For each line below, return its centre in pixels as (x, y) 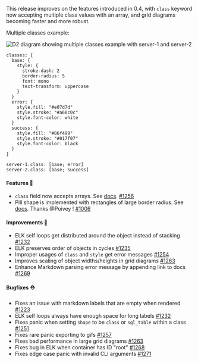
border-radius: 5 (43, 76)
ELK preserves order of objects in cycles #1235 (73, 248)
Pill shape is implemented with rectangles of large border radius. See (99, 202)
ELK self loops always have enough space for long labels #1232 (93, 315)
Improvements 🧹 (27, 222)
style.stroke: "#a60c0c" (48, 112)
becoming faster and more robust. (48, 21)
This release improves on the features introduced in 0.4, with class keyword (99, 9)
